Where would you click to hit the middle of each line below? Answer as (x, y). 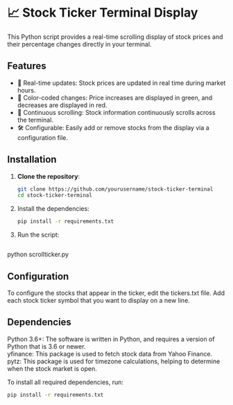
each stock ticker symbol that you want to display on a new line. (99, 300)
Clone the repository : (49, 176)
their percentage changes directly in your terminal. (79, 44)
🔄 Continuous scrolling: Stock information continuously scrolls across (116, 112)
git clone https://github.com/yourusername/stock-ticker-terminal (115, 189)
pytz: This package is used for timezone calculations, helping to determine (114, 361)
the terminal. (35, 120)
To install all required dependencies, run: (65, 382)
